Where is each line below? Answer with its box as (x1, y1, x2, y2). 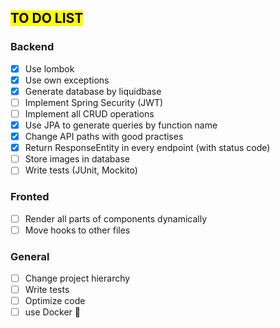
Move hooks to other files (24, 224, 131, 236)
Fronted (10, 190, 50, 204)
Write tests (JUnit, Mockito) (24, 164, 138, 176)
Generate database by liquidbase (24, 85, 162, 97)
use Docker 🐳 (24, 306, 81, 318)
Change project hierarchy (24, 272, 131, 285)
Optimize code (24, 295, 86, 307)
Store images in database (24, 153, 130, 165)
